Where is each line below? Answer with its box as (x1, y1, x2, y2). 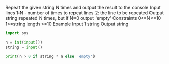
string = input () (5, 45, 43, 50)
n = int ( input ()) (5, 39, 43, 45)
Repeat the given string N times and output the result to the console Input (5, 5, 161, 10)
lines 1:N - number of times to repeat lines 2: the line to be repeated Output (5, 10, 164, 16)
